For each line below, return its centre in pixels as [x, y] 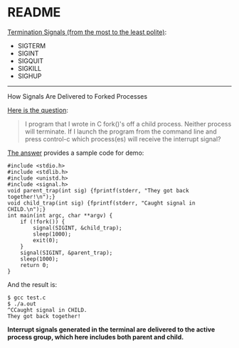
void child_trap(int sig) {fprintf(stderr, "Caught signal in [101, 203]
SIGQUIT [31, 60]
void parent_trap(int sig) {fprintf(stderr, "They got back [99, 190]
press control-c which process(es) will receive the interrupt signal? [123, 138]
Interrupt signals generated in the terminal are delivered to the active [111, 329]
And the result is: [32, 284]
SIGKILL [29, 68]
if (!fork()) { [43, 222]
